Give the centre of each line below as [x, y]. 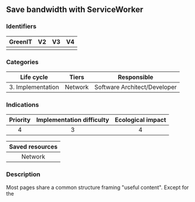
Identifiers [21, 27]
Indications [23, 104]
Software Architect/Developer [135, 87]
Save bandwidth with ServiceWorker [75, 10]
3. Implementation [34, 87]
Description [23, 174]
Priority [20, 120]
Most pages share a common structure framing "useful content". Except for [97, 187]
